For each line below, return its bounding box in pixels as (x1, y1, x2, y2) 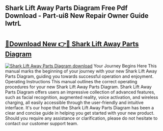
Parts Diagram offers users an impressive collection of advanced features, (5, 89, 156, 95)
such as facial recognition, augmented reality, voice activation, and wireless (5, 95, 159, 100)
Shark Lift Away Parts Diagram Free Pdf (5, 4, 128, 12)
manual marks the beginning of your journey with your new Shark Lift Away (5, 68, 157, 74)
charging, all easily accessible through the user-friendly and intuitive (5, 99, 144, 105)
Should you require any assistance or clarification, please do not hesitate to (5, 115, 158, 121)
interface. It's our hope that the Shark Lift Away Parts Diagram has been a (5, 105, 154, 110)
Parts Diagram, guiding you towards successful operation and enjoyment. (5, 73, 154, 79)
